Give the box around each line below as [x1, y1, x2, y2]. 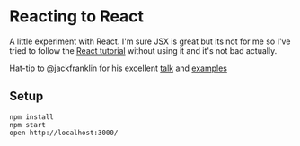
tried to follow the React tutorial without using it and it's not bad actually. [9, 45, 278, 56]
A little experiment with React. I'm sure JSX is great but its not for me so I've [9, 36, 291, 47]
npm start [9, 120, 47, 129]
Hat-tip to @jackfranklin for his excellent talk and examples [9, 63, 227, 73]
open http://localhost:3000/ [9, 128, 119, 137]
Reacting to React [9, 6, 145, 27]
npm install [9, 112, 54, 122]
